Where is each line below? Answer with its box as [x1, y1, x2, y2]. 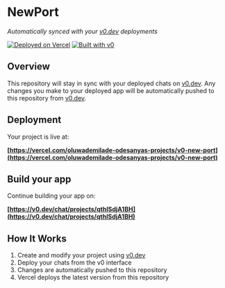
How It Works [7, 232, 67, 244]
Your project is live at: [7, 133, 69, 141]
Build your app [7, 173, 72, 185]
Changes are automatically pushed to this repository [17, 266, 167, 274]
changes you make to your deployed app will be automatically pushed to [7, 86, 215, 94]
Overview [7, 60, 51, 73]
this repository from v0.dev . [7, 94, 87, 102]
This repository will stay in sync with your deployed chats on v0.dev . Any [7, 79, 216, 87]
